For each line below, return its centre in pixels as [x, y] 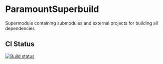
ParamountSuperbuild [52, 9]
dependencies [20, 28]
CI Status [20, 44]
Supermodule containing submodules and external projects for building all [81, 23]
